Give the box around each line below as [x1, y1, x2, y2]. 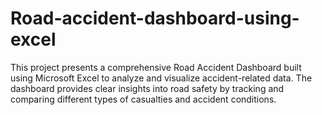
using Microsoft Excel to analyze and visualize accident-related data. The [10, 72, 313, 84]
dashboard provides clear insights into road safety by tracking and [10, 82, 285, 94]
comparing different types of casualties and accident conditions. [10, 93, 277, 105]
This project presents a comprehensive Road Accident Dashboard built [10, 61, 302, 73]
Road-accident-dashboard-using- [10, 7, 300, 30]
